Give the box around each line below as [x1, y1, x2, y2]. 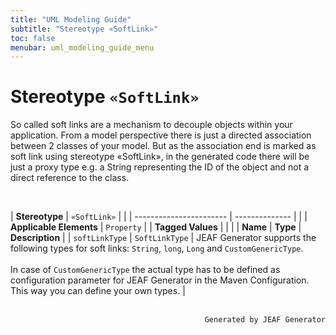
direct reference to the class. [10, 172, 130, 184]
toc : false [10, 33, 56, 43]
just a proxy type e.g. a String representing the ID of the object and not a [10, 161, 310, 173]
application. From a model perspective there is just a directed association [10, 129, 312, 141]
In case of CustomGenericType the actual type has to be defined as [10, 264, 281, 276]
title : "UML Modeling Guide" [10, 14, 132, 25]
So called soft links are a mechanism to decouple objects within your [10, 119, 293, 131]
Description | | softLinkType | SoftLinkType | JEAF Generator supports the [10, 232, 317, 244]
